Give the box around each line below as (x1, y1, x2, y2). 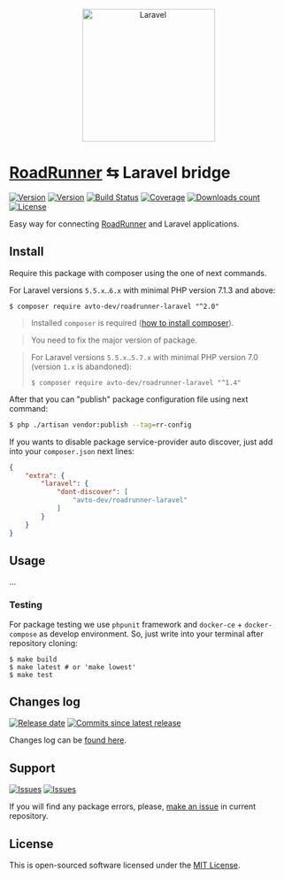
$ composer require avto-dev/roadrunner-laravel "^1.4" (30, 378, 242, 387)
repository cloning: (9, 637, 78, 648)
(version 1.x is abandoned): (30, 361, 133, 372)
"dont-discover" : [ (56, 488, 128, 497)
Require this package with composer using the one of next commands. (9, 267, 267, 278)
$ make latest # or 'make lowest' (9, 662, 137, 672)
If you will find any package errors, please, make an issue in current (9, 801, 257, 812)
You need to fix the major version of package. (30, 335, 197, 345)
